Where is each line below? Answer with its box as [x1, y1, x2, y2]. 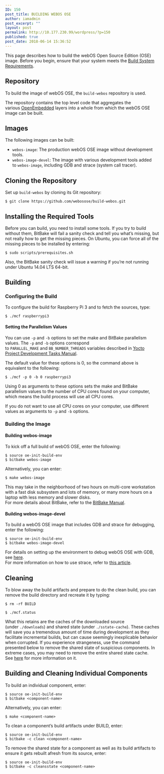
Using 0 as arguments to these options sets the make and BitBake [5, 383, 138, 389]
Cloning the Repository [5, 176, 77, 185]
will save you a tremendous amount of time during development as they [5, 629, 149, 635]
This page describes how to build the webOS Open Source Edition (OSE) [5, 52, 152, 58]
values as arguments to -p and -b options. [5, 408, 90, 414]
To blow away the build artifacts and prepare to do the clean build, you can [5, 587, 156, 593]
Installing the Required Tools [5, 212, 94, 220]
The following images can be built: [5, 137, 75, 143]
